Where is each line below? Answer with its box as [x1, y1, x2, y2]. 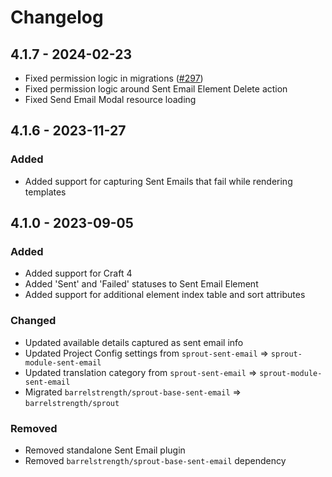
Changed [10, 314, 57, 328]
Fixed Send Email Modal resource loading [24, 94, 197, 105]
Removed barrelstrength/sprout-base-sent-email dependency [24, 454, 287, 466]
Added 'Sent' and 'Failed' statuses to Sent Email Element [24, 278, 259, 290]
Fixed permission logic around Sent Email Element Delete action [24, 83, 288, 95]
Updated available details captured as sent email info [24, 336, 244, 348]
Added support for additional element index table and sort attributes [24, 289, 306, 301]
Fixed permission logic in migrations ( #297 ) [24, 72, 204, 84]
